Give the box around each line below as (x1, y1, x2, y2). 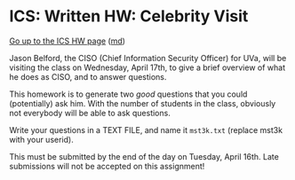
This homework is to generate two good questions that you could (9, 89, 248, 99)
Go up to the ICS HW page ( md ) (9, 35, 126, 46)
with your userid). (9, 134, 74, 145)
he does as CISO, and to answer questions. (9, 71, 167, 82)
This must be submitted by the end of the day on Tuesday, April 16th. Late (9, 151, 280, 161)
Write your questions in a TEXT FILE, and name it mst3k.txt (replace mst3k (9, 124, 283, 135)
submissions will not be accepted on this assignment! (9, 160, 205, 171)
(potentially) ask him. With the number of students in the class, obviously (9, 98, 276, 108)
